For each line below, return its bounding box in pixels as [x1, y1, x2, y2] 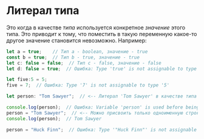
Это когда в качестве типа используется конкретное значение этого [6, 24, 186, 31]
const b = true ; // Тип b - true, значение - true [6, 54, 140, 60]
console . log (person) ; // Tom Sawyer [6, 115, 102, 122]
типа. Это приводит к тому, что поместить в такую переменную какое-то [6, 30, 197, 37]
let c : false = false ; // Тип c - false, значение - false [6, 60, 162, 66]
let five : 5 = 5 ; [6, 77, 47, 83]
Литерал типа [6, 4, 80, 18]
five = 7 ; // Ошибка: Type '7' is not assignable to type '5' [6, 82, 170, 88]
